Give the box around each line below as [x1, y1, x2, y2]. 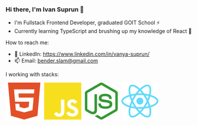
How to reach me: [5, 39, 49, 46]
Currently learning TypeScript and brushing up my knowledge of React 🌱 [14, 28, 192, 35]
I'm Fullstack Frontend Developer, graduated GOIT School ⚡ [14, 19, 160, 26]
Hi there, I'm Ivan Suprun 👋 [5, 5, 84, 14]
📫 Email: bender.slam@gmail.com [14, 57, 99, 64]
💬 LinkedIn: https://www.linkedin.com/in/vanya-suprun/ [14, 50, 150, 58]
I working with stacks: [5, 71, 59, 78]
